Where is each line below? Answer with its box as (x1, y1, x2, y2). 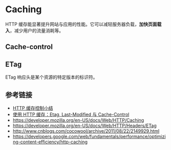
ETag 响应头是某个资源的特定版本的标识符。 (5, 74, 98, 80)
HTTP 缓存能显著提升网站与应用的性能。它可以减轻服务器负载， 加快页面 (5, 21, 157, 27)
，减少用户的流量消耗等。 (10, 27, 64, 34)
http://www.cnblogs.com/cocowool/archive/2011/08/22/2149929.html (12, 128, 160, 134)
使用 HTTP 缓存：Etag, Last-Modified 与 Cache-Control (12, 111, 129, 117)
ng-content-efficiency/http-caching (12, 139, 88, 145)
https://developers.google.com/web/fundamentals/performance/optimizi (12, 133, 166, 139)
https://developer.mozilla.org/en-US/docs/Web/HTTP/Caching (12, 117, 144, 123)
